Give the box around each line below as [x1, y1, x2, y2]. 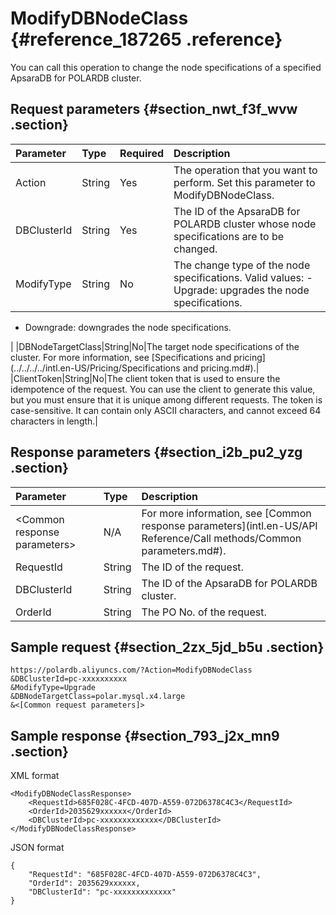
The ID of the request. [141, 560, 244, 574]
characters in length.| [10, 415, 99, 427]
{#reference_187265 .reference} [10, 28, 283, 51]
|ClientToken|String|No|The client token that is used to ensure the [10, 372, 281, 384]
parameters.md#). [141, 543, 227, 557]
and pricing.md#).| [182, 362, 260, 374]
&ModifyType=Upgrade [10, 683, 97, 693]
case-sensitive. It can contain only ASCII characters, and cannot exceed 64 [10, 404, 322, 416]
